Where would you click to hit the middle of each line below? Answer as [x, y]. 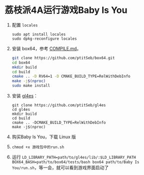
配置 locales [25, 25]
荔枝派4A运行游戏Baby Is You [66, 10]
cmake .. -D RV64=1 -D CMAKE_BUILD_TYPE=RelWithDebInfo [71, 77]
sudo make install [31, 86]
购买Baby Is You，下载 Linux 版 [44, 137]
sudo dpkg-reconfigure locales [44, 39]
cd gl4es [21, 110]
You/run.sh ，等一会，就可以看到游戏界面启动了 [60, 168]
